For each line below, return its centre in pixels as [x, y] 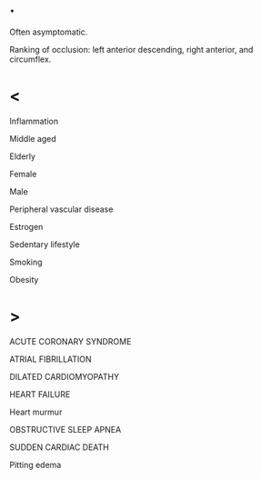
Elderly [23, 156]
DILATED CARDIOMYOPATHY [65, 376]
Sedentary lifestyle [45, 244]
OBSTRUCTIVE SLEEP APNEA [65, 429]
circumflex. [30, 59]
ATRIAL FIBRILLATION [51, 359]
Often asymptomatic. [49, 32]
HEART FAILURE [40, 394]
